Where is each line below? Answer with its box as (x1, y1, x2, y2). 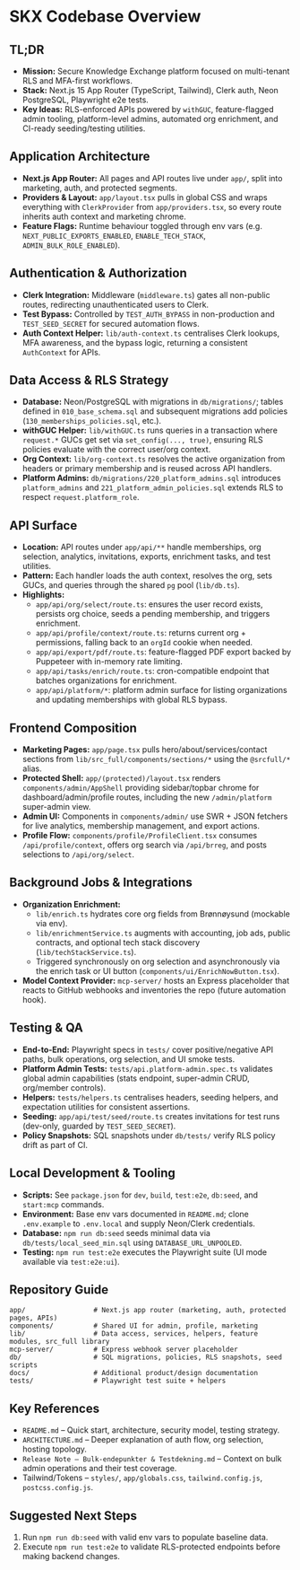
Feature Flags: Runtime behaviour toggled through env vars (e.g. (21, 220, 262, 231)
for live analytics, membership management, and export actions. (21, 820, 261, 831)
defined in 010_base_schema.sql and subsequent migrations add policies (21, 406, 288, 417)
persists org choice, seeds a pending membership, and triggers (35, 609, 270, 619)
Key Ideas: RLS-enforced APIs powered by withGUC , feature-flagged (21, 104, 275, 114)
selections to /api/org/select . (21, 849, 135, 860)
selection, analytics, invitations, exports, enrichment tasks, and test (21, 551, 271, 562)
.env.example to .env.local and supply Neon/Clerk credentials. (21, 1218, 255, 1229)
